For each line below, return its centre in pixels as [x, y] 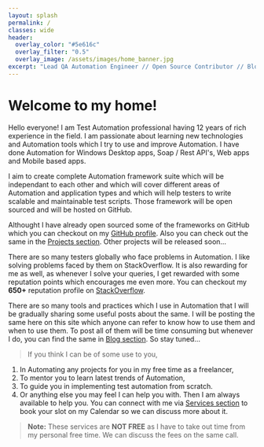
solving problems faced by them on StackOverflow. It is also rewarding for [128, 265]
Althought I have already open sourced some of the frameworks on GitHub [129, 224]
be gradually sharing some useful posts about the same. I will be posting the [132, 314]
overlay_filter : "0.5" [52, 52]
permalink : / [29, 23]
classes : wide [31, 30]
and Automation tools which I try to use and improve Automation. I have [124, 144]
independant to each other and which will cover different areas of [114, 184]
